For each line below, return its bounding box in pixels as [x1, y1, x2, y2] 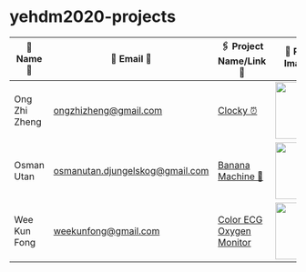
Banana [218, 158, 250, 171]
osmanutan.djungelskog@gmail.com [53, 164, 209, 176]
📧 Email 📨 [110, 53, 152, 65]
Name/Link [218, 55, 267, 67]
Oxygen [218, 225, 252, 237]
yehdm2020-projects [9, 6, 176, 27]
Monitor [218, 236, 252, 248]
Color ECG [218, 213, 263, 226]
